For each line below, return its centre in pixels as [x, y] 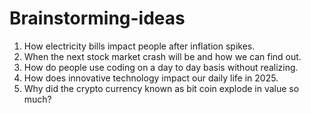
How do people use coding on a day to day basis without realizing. [161, 67]
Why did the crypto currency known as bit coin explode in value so [161, 88]
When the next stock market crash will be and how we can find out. [162, 56]
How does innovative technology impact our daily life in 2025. [151, 78]
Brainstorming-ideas [97, 18]
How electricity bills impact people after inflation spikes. [139, 46]
